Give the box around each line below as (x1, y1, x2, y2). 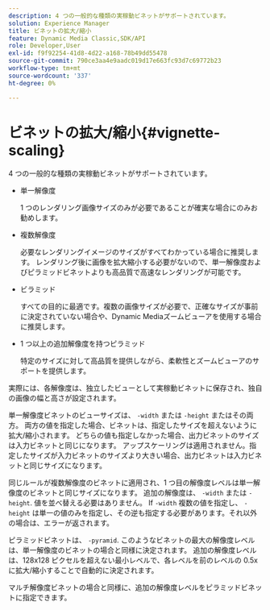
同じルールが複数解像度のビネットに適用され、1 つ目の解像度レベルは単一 (8, 478, 254, 488)
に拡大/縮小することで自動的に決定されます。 (8, 566, 159, 575)
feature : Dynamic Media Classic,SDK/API (8, 34, 147, 43)
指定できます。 (22, 593, 72, 603)
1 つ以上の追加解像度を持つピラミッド (19, 339, 146, 349)
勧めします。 (19, 213, 63, 222)
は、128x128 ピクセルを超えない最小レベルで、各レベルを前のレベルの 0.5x (8, 555, 259, 565)
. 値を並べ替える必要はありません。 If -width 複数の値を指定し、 (29, 498, 243, 508)
